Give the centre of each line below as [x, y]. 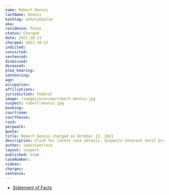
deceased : [16, 66]
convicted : [17, 52]
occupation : [18, 84]
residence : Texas [23, 29]
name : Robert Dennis [27, 10]
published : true [22, 155]
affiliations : [20, 89]
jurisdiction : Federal [29, 94]
